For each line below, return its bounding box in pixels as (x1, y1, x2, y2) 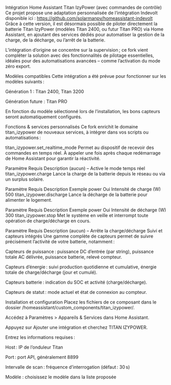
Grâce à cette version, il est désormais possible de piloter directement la (5, 20, 158, 27)
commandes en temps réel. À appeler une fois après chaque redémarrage (5, 150, 161, 156)
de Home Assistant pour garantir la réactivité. (5, 156, 101, 161)
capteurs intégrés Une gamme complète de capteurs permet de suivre (5, 233, 154, 239)
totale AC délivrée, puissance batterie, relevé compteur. (5, 254, 123, 260)
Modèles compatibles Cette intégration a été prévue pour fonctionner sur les (5, 73, 166, 79)
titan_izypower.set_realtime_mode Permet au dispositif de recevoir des (5, 144, 154, 151)
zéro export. (5, 63, 31, 69)
